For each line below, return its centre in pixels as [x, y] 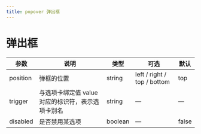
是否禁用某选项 [60, 121]
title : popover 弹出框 [33, 12]
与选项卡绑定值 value [68, 92]
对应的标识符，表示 [66, 101]
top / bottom [153, 81]
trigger [19, 101]
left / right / [151, 74]
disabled [21, 121]
